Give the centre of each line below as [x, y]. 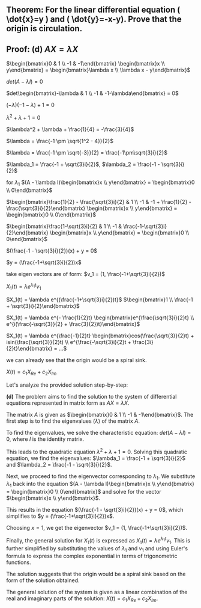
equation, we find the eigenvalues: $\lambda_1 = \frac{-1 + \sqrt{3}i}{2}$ [96, 458]
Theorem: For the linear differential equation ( [93, 10]
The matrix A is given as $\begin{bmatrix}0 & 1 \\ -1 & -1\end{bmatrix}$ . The [100, 414]
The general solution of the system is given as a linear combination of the [97, 592]
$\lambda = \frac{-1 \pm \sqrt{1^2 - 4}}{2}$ [60, 141]
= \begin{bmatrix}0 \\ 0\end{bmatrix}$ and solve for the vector [84, 492]
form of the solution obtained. [43, 580]
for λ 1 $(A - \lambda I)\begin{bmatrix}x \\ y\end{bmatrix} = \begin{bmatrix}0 [100, 183]
